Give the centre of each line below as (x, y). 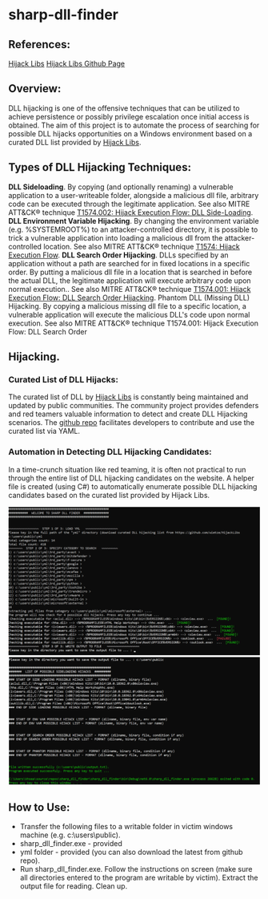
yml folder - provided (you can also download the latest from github (131, 852)
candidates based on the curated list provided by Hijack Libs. (109, 495)
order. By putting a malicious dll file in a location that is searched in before (130, 272)
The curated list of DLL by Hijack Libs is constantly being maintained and (128, 397)
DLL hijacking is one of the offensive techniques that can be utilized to (124, 108)
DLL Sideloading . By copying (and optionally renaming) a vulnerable (121, 187)
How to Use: (39, 807)
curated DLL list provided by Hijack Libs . (75, 142)
